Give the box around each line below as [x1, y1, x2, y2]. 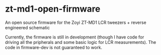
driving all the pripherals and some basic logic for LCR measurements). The [5, 39, 157, 45]
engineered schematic [5, 24, 50, 30]
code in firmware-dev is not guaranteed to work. [5, 44, 103, 50]
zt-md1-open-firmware [5, 3, 101, 15]
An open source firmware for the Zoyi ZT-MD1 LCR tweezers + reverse [5, 19, 147, 25]
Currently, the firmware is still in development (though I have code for [5, 34, 144, 40]
